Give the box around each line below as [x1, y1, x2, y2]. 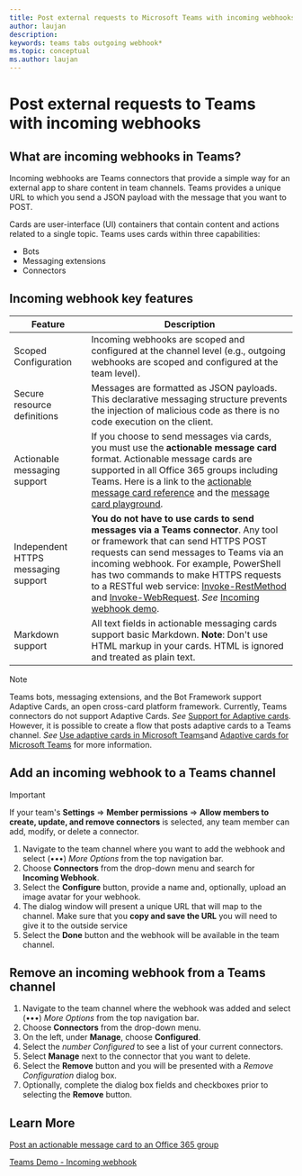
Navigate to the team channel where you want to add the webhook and [22, 843, 286, 854]
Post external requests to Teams [9, 94, 256, 114]
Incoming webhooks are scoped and [91, 333, 245, 345]
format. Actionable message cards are [91, 452, 253, 465]
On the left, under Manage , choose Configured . [22, 1032, 200, 1043]
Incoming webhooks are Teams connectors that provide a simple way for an [9, 173, 290, 183]
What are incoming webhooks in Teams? [9, 149, 242, 164]
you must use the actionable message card [91, 441, 277, 453]
